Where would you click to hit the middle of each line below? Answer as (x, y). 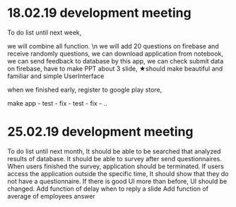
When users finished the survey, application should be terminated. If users (116, 166)
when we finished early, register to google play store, (85, 89)
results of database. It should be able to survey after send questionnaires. (115, 158)
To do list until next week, (45, 32)
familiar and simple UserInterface (56, 76)
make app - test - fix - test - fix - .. (57, 103)
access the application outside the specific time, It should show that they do (118, 173)
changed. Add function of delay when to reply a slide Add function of (108, 189)
